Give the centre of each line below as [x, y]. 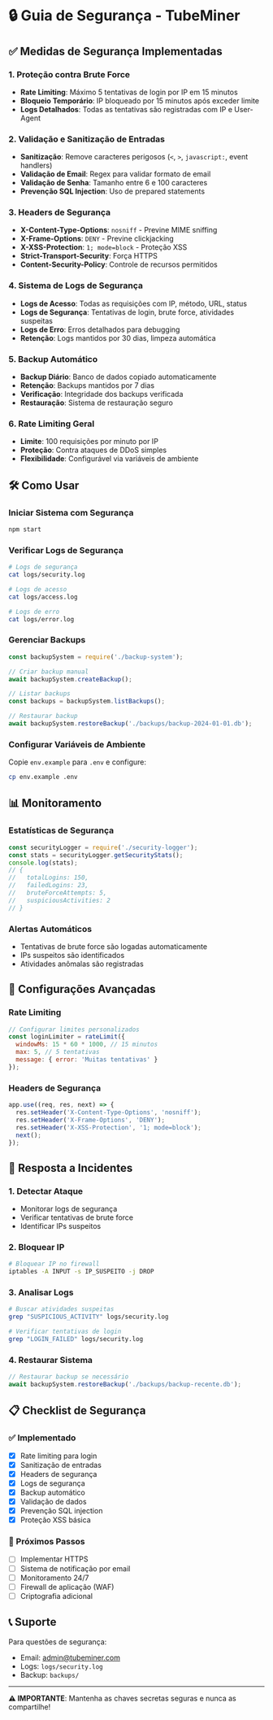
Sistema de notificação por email [75, 1568]
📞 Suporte [32, 1622]
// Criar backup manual [49, 672]
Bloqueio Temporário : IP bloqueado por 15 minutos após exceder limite [140, 100]
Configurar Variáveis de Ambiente [77, 744]
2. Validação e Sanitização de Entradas [87, 139]
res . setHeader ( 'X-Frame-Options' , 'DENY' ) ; [90, 1120]
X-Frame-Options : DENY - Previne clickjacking [97, 239]
